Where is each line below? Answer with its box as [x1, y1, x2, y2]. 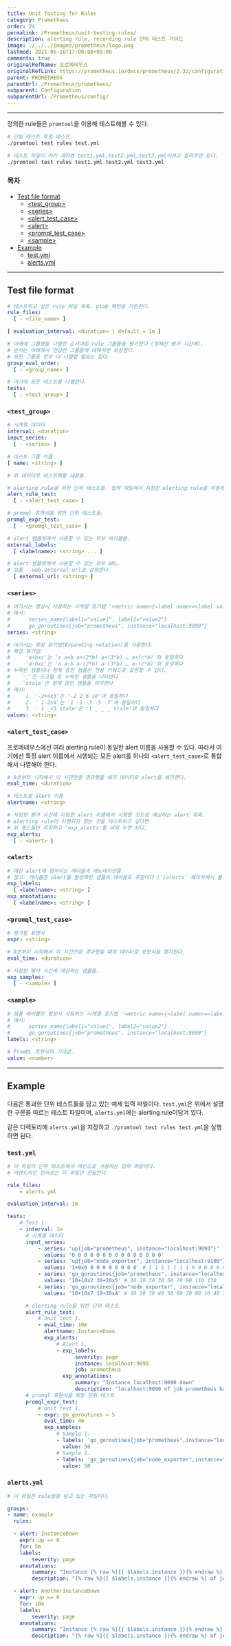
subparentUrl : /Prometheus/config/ [7, 94, 109, 101]
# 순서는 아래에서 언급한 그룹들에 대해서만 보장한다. [7, 347, 135, 353]
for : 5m [19, 1543, 41, 1550]
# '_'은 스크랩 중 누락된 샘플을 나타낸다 [7, 673, 118, 681]
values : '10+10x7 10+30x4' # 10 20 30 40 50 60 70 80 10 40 [43, 1290, 220, 1297]
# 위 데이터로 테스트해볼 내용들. [7, 472, 87, 479]
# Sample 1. [56, 1430, 91, 1437]
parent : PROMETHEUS [7, 74, 63, 81]
